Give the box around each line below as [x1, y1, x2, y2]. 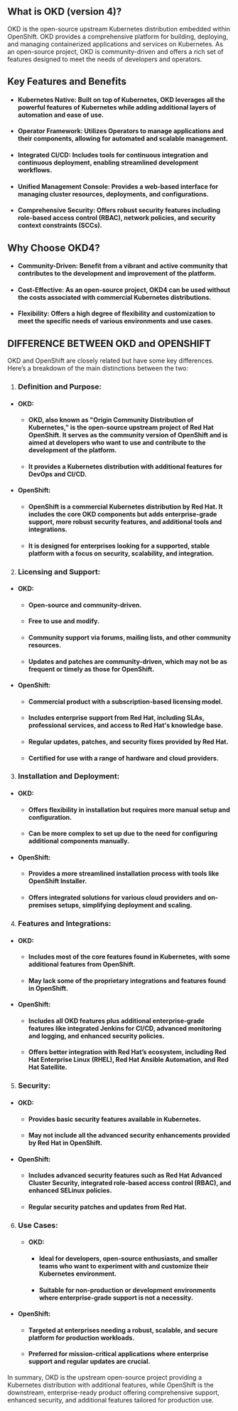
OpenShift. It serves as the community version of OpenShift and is [28, 431, 228, 439]
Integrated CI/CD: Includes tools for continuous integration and [17, 150, 208, 159]
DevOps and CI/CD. [28, 469, 87, 478]
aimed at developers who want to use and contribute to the [28, 438, 206, 447]
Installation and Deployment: [17, 771, 120, 781]
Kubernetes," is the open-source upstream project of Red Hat [28, 423, 215, 432]
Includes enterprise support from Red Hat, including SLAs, [28, 714, 205, 722]
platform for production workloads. [28, 1333, 135, 1342]
